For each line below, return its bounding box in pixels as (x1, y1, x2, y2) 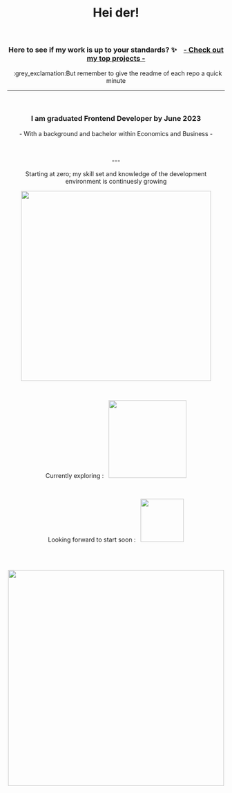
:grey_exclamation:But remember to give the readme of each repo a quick (13, 69, 222, 77)
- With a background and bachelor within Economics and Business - (19, 129, 213, 137)
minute (106, 77, 126, 85)
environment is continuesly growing (65, 177, 167, 185)
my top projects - (86, 53, 146, 63)
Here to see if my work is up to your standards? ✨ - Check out (8, 45, 224, 55)
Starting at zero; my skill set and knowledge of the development (25, 169, 207, 178)
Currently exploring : (45, 471, 104, 479)
